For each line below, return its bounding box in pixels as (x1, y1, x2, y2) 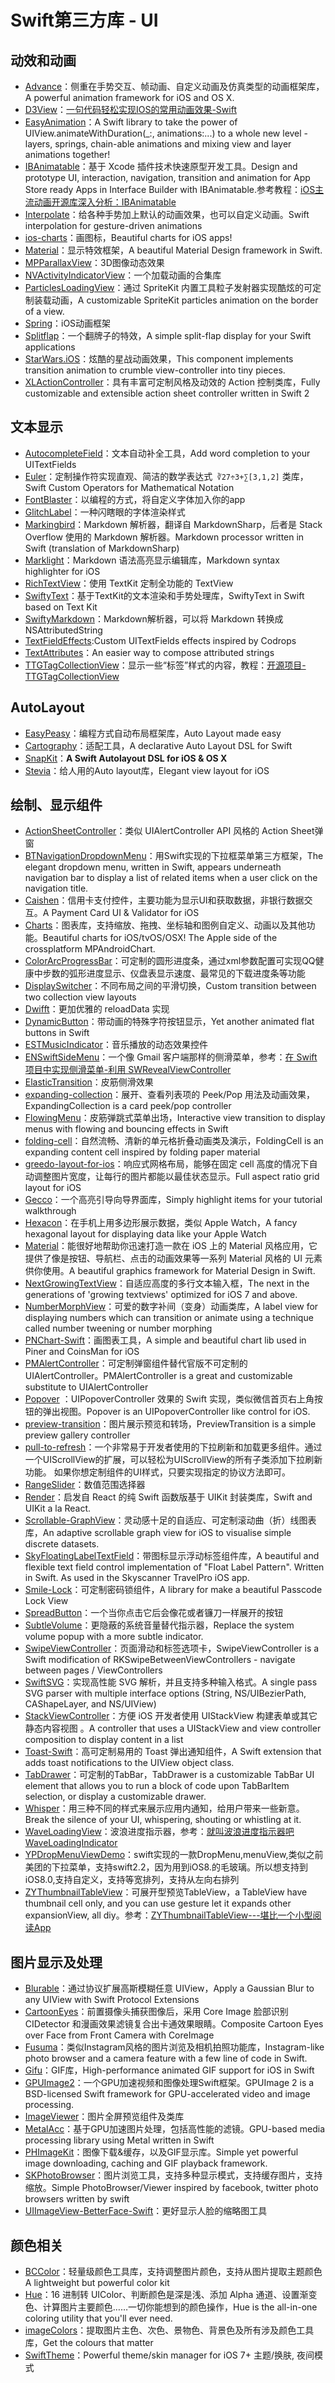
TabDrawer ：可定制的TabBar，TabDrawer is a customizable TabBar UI (24, 1769, 315, 1781)
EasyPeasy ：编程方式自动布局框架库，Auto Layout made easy (24, 727, 282, 739)
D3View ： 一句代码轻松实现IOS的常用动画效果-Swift (24, 104, 237, 115)
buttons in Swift (24, 1027, 90, 1039)
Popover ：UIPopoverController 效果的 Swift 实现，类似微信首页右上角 (24, 1393, 315, 1405)
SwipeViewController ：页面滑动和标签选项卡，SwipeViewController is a (24, 1642, 320, 1655)
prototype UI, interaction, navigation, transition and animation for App (24, 172, 311, 183)
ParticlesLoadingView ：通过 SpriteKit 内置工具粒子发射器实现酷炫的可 (24, 282, 313, 293)
